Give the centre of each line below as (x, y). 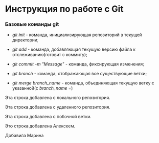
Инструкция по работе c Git (64, 9)
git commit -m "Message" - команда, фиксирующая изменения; (78, 64)
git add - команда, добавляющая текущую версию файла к (74, 49)
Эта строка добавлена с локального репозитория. (58, 98)
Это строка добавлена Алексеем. (40, 126)
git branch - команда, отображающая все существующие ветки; (79, 74)
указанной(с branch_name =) (43, 88)
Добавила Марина (24, 136)
